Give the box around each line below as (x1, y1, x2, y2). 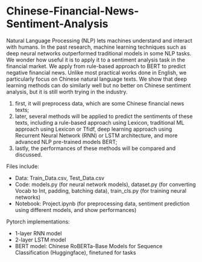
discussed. (14, 151, 42, 158)
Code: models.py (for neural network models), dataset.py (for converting (14, 181, 196, 188)
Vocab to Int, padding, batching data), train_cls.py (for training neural (14, 187, 187, 194)
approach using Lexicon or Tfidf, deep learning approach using (14, 125, 172, 133)
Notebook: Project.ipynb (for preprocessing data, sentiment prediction (14, 200, 190, 207)
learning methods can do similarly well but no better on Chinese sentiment (6, 81, 191, 89)
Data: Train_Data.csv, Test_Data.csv (14, 174, 104, 181)
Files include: (6, 163, 39, 170)
